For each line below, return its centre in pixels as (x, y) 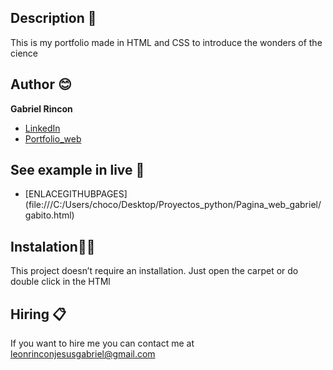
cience (24, 53)
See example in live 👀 (77, 170)
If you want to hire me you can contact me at (102, 343)
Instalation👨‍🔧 (53, 246)
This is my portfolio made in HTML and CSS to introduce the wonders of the (166, 42)
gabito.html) (49, 215)
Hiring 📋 (38, 314)
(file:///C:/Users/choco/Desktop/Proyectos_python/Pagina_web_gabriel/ (173, 205)
